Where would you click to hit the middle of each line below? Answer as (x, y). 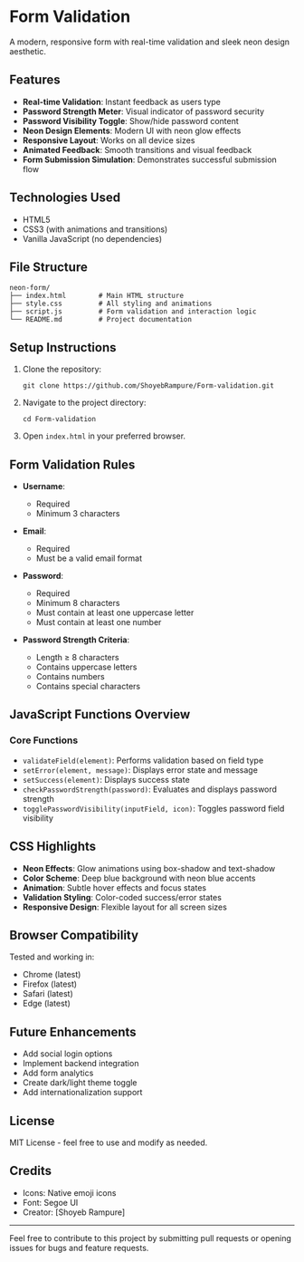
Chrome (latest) (52, 975)
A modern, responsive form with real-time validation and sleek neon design (150, 42)
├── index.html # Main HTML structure (96, 296)
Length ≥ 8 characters (77, 657)
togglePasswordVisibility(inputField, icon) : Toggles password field (153, 808)
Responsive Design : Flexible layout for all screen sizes (125, 907)
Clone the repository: (62, 370)
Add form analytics (58, 1073)
